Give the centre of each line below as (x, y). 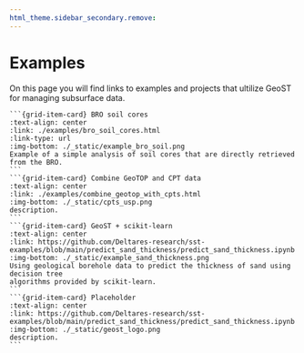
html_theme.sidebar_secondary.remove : (83, 18)
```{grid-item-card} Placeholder (73, 298)
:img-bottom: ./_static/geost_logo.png (85, 329)
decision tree (36, 274)
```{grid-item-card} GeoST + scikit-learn (91, 226)
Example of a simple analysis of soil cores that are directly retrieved (152, 154)
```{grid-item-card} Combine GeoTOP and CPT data (106, 178)
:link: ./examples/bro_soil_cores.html (85, 130)
